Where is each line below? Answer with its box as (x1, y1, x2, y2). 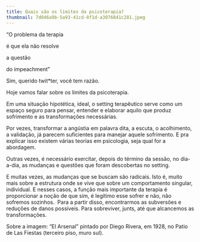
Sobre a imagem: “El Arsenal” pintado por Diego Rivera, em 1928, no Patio (6, 222, 188, 230)
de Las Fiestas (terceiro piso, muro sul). (6, 229, 104, 236)
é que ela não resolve (6, 42, 60, 50)
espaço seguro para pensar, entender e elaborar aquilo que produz (6, 106, 171, 114)
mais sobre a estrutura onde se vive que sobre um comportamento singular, (6, 179, 193, 186)
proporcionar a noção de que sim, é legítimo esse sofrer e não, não (6, 192, 172, 199)
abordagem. (6, 143, 36, 151)
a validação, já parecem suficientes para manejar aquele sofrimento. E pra (6, 131, 189, 138)
